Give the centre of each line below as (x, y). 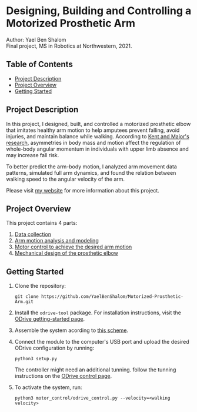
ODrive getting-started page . (50, 319)
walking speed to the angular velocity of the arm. (66, 179)
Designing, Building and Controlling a (99, 11)
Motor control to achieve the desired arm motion (73, 247)
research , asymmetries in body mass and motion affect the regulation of (94, 142)
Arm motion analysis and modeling (56, 241)
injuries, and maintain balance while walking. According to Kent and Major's (98, 136)
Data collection (33, 234)
